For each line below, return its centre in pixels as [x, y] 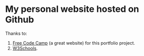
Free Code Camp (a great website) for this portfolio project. [74, 43]
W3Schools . [25, 48]
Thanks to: [16, 33]
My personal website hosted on [72, 9]
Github [20, 20]
